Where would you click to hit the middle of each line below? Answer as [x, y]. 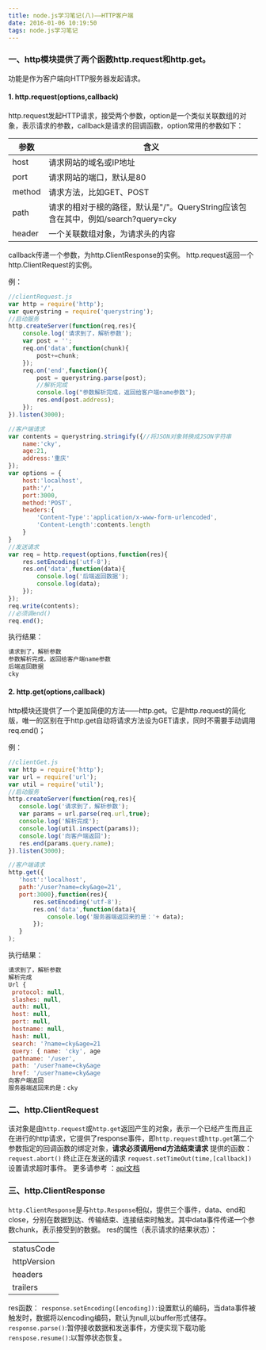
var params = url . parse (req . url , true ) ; [84, 814]
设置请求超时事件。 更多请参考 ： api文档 [74, 1168]
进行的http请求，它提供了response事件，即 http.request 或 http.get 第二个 [135, 1138]
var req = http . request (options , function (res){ [88, 554]
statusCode [34, 1248]
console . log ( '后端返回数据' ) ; [83, 577]
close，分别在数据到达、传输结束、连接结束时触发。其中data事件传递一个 [128, 1219]
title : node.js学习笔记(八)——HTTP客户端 [71, 15]
